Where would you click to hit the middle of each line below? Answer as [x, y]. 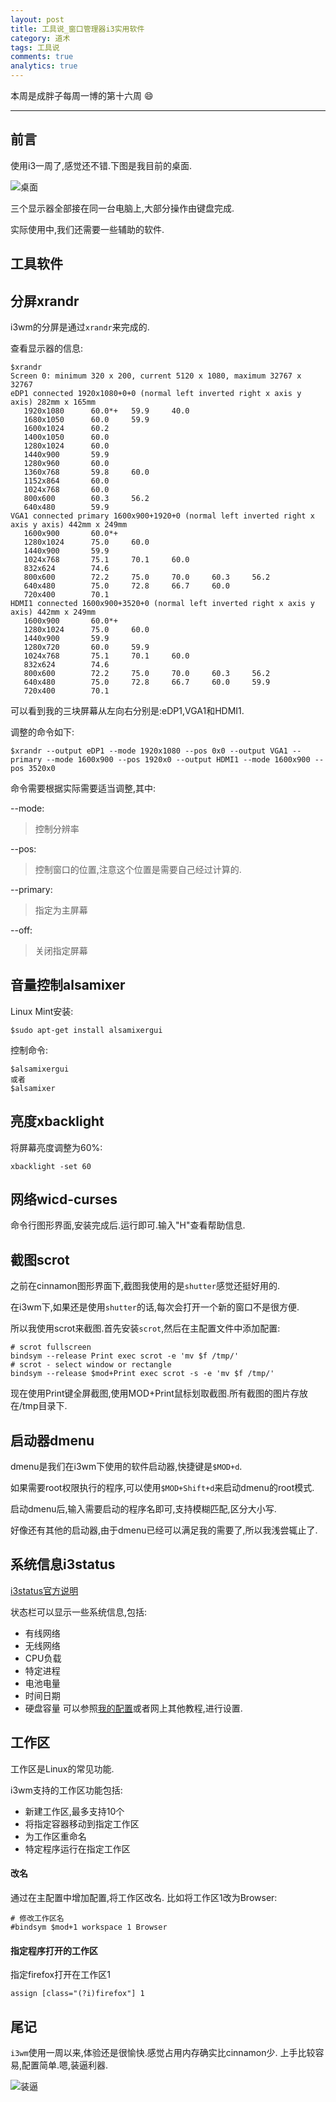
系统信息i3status [63, 1564]
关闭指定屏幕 [61, 951]
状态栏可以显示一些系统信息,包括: [79, 1612]
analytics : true [44, 66]
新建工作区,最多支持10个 [74, 1811]
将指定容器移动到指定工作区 [82, 1823]
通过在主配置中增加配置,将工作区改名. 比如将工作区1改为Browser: [144, 1897]
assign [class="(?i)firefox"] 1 [77, 1994]
